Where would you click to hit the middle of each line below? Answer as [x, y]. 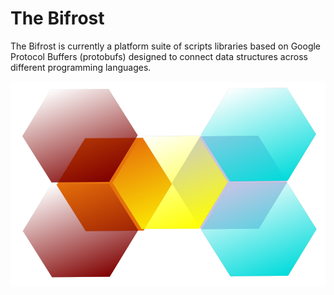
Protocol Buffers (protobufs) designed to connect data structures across [159, 56]
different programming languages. [81, 67]
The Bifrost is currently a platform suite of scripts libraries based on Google [166, 46]
